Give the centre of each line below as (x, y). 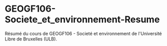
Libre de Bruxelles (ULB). (31, 39)
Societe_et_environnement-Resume (82, 19)
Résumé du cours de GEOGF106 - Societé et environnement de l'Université (83, 33)
